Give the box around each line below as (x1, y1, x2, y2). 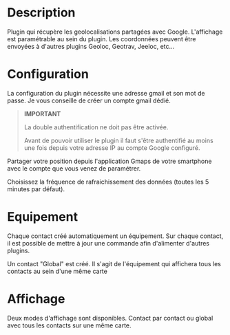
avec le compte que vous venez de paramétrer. (7, 164, 141, 173)
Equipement (7, 209, 78, 225)
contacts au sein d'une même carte (7, 267, 108, 275)
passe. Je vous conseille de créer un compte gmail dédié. (7, 96, 171, 105)
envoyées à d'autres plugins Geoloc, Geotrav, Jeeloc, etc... (7, 42, 175, 50)
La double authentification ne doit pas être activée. (23, 122, 169, 131)
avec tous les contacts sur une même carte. (7, 321, 132, 329)
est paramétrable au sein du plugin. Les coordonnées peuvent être (7, 34, 196, 43)
